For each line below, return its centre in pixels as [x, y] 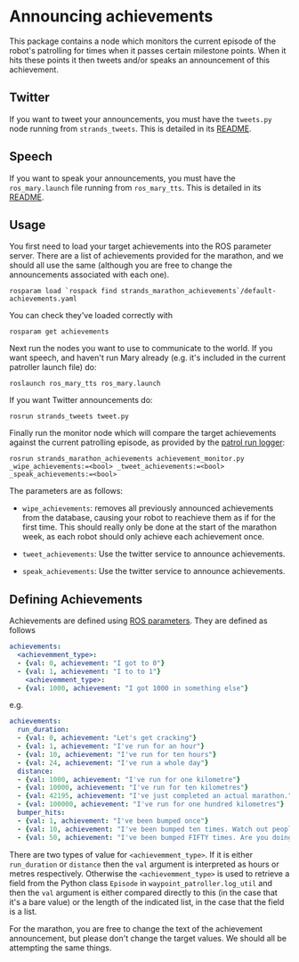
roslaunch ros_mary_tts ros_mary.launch [85, 384]
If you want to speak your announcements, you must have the [122, 178]
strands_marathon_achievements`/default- [198, 292]
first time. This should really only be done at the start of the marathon [149, 527]
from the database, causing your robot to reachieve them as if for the [149, 518]
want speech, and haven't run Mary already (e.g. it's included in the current [148, 358]
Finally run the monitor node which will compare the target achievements [143, 433]
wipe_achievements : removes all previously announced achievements [148, 508]
